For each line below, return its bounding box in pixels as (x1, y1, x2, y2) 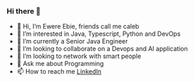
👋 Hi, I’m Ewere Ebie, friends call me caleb (16, 22, 139, 31)
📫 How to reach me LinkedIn (16, 67, 102, 76)
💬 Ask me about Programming (16, 60, 104, 68)
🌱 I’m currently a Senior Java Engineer (16, 37, 128, 46)
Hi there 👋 (6, 6, 42, 16)
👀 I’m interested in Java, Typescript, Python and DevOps (16, 29, 181, 38)
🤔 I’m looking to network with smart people (16, 52, 141, 60)
